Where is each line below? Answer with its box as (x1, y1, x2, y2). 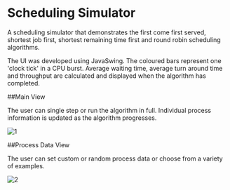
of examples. (7, 161, 45, 170)
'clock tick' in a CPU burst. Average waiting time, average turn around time (7, 64, 223, 72)
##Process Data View (7, 140, 70, 149)
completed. (7, 79, 40, 87)
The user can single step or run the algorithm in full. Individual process (7, 106, 212, 114)
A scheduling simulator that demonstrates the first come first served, (7, 28, 207, 36)
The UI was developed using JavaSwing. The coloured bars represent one (7, 56, 222, 65)
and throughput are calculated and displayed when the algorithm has (7, 72, 207, 80)
